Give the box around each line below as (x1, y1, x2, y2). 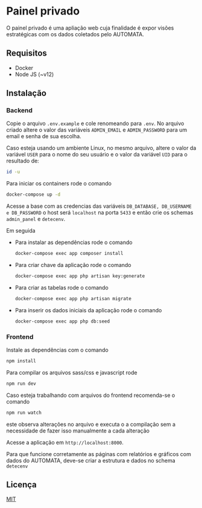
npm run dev (6, 381, 36, 387)
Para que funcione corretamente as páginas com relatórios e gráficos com (6, 450, 191, 457)
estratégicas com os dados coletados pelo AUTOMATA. (6, 30, 145, 37)
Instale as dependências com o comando (6, 346, 109, 353)
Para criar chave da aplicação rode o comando (14, 262, 131, 269)
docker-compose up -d (6, 191, 61, 198)
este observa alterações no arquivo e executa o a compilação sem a (6, 420, 176, 428)
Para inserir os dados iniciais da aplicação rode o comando (14, 306, 162, 313)
